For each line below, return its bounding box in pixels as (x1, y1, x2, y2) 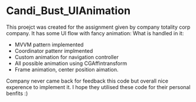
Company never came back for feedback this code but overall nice (6, 77, 168, 84)
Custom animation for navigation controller (14, 53, 119, 60)
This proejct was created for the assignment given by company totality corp (6, 23, 191, 30)
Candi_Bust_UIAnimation (6, 4, 131, 18)
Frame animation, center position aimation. (14, 66, 119, 73)
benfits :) (6, 90, 28, 97)
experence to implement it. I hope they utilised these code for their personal (6, 83, 191, 90)
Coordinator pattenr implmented (14, 47, 93, 54)
